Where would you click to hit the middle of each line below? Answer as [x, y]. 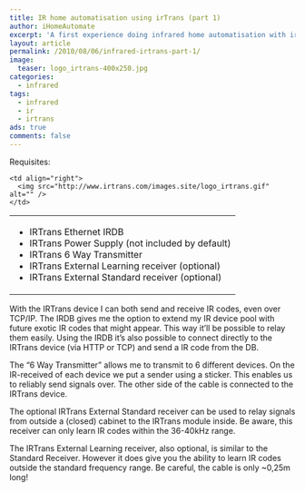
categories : [32, 77]
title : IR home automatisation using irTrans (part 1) [115, 18]
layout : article [40, 43]
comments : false [40, 136]
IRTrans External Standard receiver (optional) [126, 277]
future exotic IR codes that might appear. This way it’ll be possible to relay [148, 328]
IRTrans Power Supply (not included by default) [130, 243]
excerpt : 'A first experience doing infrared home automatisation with [148, 34]
